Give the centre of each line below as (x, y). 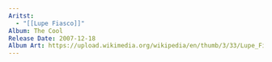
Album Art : (27, 46)
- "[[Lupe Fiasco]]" (50, 23)
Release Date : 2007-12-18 (52, 38)
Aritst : (21, 16)
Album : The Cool (36, 31)
